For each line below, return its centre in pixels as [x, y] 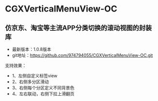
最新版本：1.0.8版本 [32, 49]
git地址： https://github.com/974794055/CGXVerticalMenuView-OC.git [82, 55]
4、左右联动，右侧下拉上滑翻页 [43, 94]
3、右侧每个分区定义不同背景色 [43, 88]
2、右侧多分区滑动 [31, 82]
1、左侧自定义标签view [35, 76]
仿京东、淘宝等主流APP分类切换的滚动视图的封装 [78, 28]
